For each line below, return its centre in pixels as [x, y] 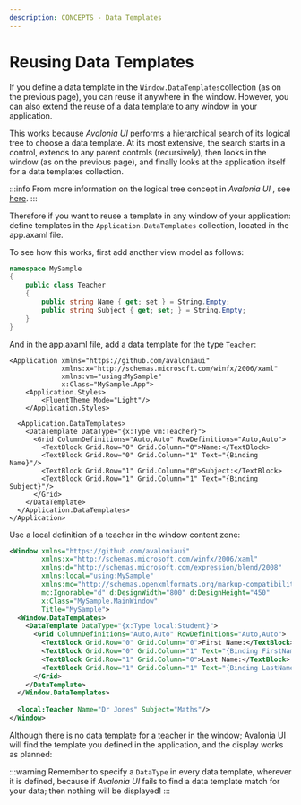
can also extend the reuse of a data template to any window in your [133, 106]
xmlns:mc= [60, 585]
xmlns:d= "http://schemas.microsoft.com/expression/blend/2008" [162, 568]
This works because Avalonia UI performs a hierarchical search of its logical [150, 133]
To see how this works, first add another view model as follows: [127, 252]
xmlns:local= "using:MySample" [98, 576]
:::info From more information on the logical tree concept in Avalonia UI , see [150, 189]
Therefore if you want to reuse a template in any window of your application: [150, 216]
